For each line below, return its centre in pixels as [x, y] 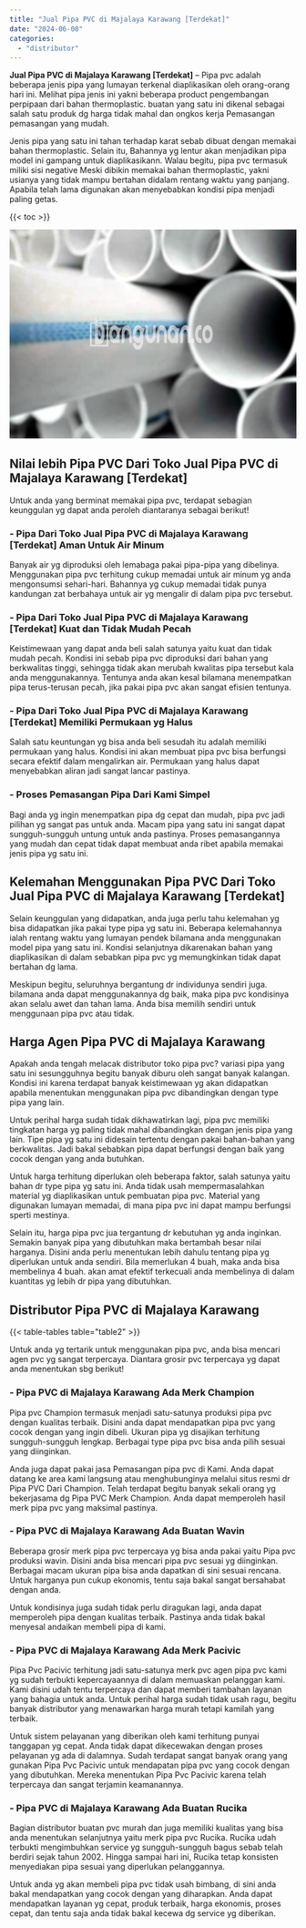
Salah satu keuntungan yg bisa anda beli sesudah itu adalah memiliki [138, 742]
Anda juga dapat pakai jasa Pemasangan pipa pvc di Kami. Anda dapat [142, 1469]
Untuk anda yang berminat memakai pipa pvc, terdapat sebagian [131, 500]
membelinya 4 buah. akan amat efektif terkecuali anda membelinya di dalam [152, 1272]
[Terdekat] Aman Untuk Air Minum [87, 545]
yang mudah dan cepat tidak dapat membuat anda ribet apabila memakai [147, 844]
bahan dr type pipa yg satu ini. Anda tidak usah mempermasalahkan [137, 1186]
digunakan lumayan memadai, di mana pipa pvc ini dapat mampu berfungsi [150, 1205]
